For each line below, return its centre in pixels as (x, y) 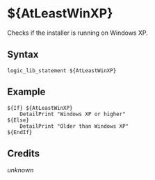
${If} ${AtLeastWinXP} (40, 108)
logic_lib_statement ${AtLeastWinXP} (62, 71)
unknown (21, 170)
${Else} (18, 120)
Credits (24, 153)
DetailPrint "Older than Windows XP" (74, 126)
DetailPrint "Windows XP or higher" (73, 114)
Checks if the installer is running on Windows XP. (77, 33)
